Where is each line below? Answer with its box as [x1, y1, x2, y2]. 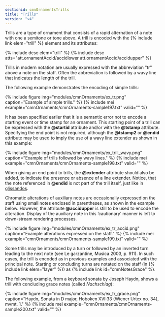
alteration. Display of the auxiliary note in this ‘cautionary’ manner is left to [5, 211, 156, 217]
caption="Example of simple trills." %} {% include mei [5, 99, 114, 105]
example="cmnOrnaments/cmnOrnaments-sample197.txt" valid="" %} [5, 104, 148, 111]
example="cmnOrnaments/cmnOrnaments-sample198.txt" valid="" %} [5, 160, 149, 166]
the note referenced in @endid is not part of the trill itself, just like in [5, 180, 144, 186]
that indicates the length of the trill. [5, 75, 76, 81]
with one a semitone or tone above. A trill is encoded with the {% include [5, 35, 153, 41]
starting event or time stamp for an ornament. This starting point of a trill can [5, 119, 161, 126]
